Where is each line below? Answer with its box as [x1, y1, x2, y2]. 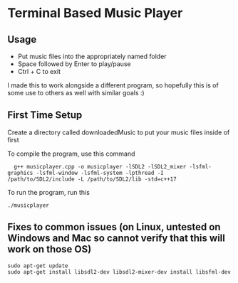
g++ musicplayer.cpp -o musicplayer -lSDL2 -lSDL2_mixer [14, 163, 187, 170]
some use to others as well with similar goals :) [7, 89, 145, 97]
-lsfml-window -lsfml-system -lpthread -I [36, 169, 164, 176]
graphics [7, 169, 33, 176]
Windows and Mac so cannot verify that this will [7, 233, 226, 245]
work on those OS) [7, 243, 92, 255]
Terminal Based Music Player [7, 5, 183, 21]
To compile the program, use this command [7, 149, 135, 158]
